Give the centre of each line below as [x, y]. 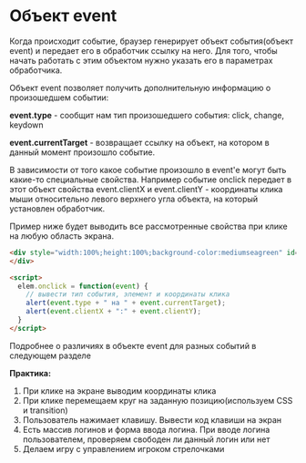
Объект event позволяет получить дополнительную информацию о [140, 87]
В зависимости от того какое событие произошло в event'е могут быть [148, 170]
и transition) [45, 410]
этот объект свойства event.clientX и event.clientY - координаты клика [146, 189]
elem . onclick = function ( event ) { [83, 286]
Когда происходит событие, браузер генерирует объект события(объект [152, 41]
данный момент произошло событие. [82, 152]
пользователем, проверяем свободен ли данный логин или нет [146, 439]
